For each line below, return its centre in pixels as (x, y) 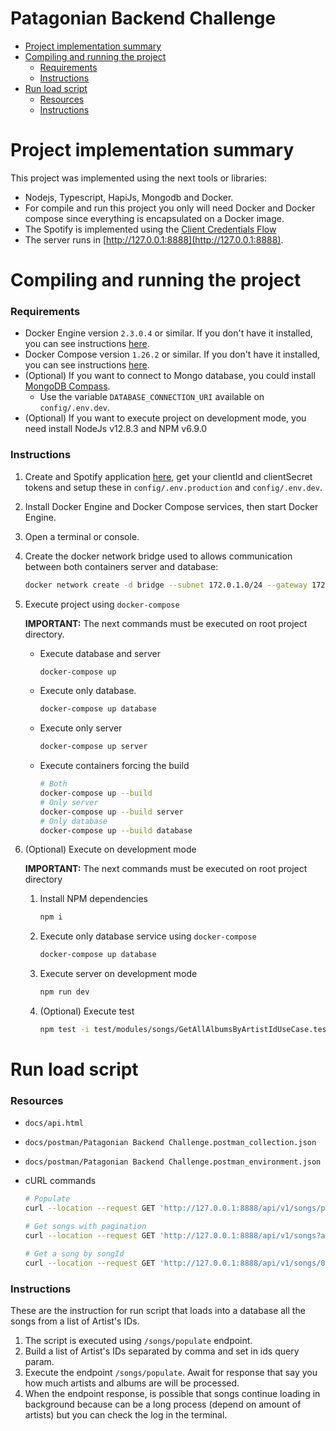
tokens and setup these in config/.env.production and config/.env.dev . (173, 487)
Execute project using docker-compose (102, 604)
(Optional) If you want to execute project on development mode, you (165, 418)
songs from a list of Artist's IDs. (75, 1321)
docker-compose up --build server (111, 812)
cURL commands (60, 1181)
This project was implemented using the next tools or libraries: (139, 178)
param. (39, 1361)
